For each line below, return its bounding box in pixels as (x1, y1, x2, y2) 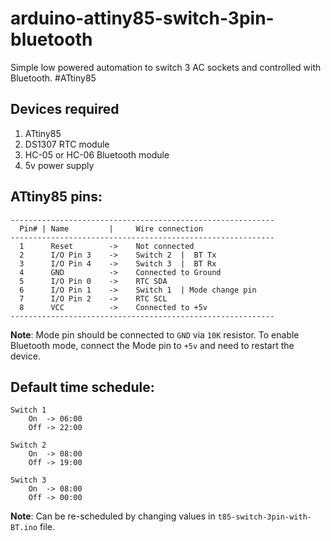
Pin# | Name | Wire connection (19, 223, 203, 234)
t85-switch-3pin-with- (217, 512, 312, 522)
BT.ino (10, 523, 38, 533)
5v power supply (24, 159, 95, 171)
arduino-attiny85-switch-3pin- (10, 7, 275, 30)
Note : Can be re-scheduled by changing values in (10, 510, 216, 522)
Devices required (10, 101, 120, 118)
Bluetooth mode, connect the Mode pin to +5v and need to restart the (10, 339, 295, 351)
